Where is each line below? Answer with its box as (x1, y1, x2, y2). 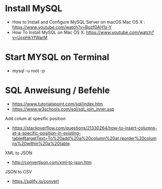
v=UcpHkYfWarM (12, 35, 48, 40)
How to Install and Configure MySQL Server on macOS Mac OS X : (12, 19, 145, 25)
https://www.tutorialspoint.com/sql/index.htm (12, 101, 103, 107)
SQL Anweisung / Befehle (5, 85, 110, 96)
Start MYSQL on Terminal (5, 52, 110, 63)
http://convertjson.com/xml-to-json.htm (12, 159, 92, 165)
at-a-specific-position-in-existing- (12, 130, 81, 136)
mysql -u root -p (12, 68, 45, 74)
